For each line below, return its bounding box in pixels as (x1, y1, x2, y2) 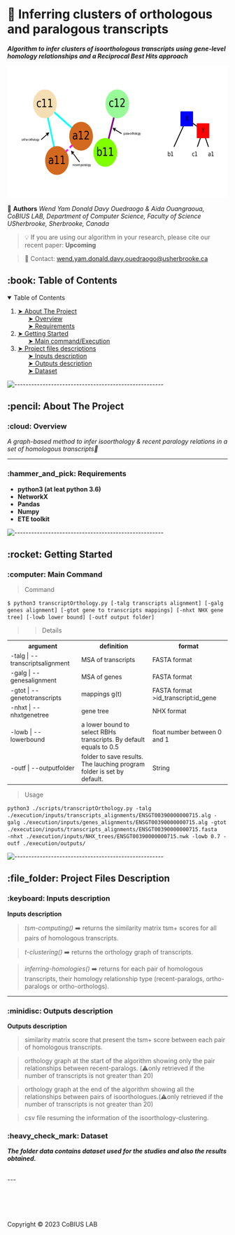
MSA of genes (81, 673, 122, 681)
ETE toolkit (17, 515, 50, 523)
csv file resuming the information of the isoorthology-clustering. (24, 1113, 209, 1121)
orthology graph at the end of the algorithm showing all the (24, 1085, 194, 1093)
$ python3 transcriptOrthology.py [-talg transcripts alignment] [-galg (7, 600, 224, 607)
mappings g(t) (81, 690, 122, 699)
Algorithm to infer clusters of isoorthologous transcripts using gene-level (7, 44, 226, 53)
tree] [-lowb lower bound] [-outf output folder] (7, 614, 155, 621)
